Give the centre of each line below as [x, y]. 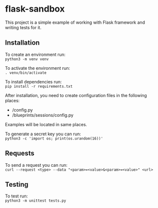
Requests [20, 153]
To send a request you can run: [36, 165]
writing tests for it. [23, 27]
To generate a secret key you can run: [43, 134]
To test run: [17, 196]
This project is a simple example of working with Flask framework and [75, 22]
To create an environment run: [35, 54]
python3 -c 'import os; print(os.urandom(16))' [54, 138]
